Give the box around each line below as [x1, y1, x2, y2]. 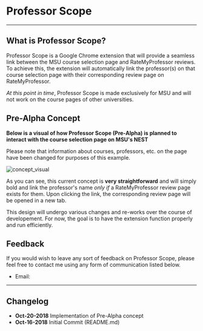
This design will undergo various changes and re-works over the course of [6, 208, 192, 215]
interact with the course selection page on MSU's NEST [6, 136, 149, 143]
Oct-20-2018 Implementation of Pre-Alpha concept [14, 312, 144, 320]
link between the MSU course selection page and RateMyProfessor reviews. [6, 58, 196, 65]
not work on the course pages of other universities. [6, 96, 134, 103]
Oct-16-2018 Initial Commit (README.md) [14, 319, 120, 326]
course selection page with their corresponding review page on [6, 71, 164, 78]
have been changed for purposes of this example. [6, 154, 130, 161]
